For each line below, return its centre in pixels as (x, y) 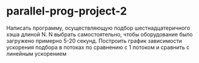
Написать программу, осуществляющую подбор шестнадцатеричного (98, 28)
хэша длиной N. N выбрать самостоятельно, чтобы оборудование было (100, 34)
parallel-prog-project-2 (67, 11)
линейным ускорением (37, 53)
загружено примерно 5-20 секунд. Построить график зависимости (94, 41)
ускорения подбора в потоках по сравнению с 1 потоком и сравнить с (98, 47)
